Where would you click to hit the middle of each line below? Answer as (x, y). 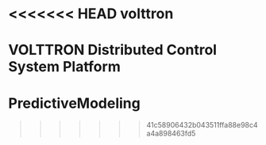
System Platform (64, 67)
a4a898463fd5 (171, 134)
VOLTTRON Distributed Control (112, 50)
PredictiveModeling (74, 103)
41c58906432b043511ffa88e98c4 (202, 125)
